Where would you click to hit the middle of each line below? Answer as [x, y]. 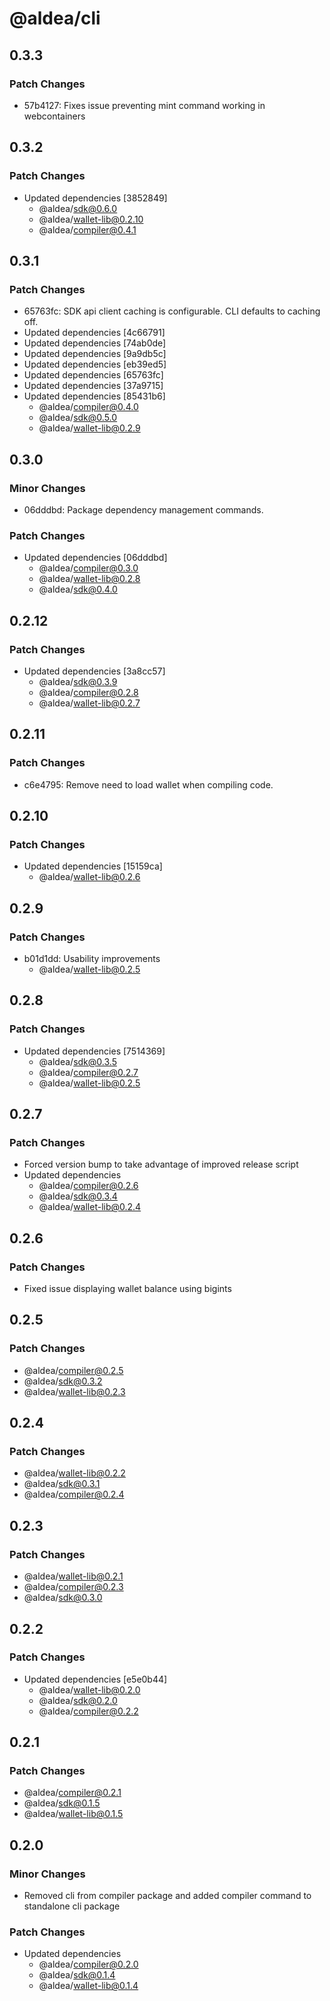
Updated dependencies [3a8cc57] [94, 671]
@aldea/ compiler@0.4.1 [87, 229]
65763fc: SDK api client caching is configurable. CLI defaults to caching [172, 311]
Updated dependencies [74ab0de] [95, 343]
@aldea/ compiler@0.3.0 [88, 568]
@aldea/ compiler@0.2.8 [88, 692]
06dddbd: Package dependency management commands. [143, 509]
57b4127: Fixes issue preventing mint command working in [144, 105]
